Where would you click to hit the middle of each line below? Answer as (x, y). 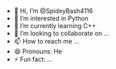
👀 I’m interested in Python (51, 18)
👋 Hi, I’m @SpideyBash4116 (53, 11)
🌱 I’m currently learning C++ (55, 26)
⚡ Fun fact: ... (33, 59)
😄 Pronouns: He (38, 51)
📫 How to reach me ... (46, 41)
